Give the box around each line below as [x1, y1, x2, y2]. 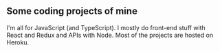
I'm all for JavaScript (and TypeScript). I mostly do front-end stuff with [6, 23, 206, 31]
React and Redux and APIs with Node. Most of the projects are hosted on [6, 31, 214, 39]
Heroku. [6, 38, 29, 47]
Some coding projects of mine [6, 5, 138, 17]
